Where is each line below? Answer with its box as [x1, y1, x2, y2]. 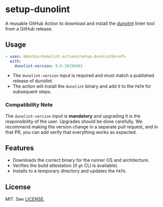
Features [5, 144, 34, 153]
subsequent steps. [12, 89, 52, 95]
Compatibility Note [5, 101, 53, 109]
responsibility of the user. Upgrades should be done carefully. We [5, 118, 143, 124]
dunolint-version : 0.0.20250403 [14, 63, 83, 68]
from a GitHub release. [5, 25, 53, 31]
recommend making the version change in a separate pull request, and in [5, 123, 158, 130]
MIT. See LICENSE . [5, 196, 45, 202]
